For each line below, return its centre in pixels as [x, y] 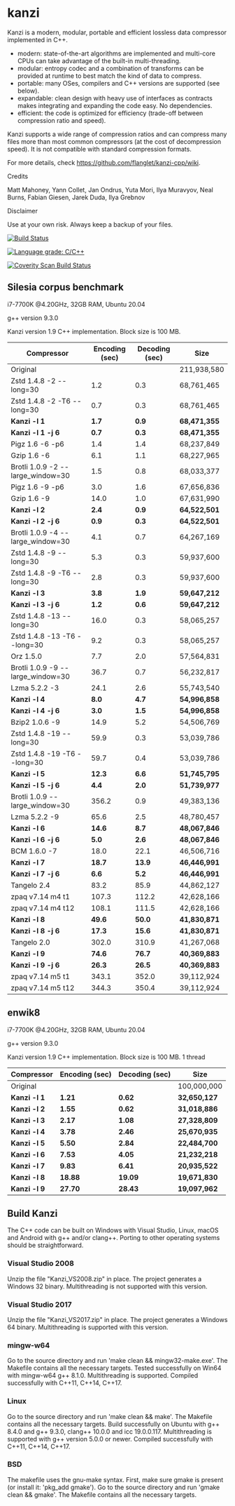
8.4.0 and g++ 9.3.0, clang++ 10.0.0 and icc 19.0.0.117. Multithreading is [109, 1431]
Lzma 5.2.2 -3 [35, 688]
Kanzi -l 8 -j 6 [35, 931]
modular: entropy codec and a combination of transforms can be [111, 68]
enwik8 [24, 1013]
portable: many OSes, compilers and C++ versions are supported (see [119, 83]
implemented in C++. [37, 39]
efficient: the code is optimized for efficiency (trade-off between [110, 113]
